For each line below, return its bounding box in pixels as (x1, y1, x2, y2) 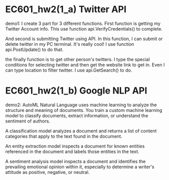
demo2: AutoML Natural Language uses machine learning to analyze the (5, 102, 157, 108)
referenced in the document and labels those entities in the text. (5, 148, 139, 155)
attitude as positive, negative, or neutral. (5, 169, 90, 175)
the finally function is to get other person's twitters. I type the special (5, 56, 150, 62)
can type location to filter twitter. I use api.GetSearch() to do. (5, 67, 132, 73)
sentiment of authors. (5, 118, 50, 124)
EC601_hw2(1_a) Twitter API (5, 4, 127, 15)
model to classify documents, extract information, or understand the (5, 112, 149, 118)
